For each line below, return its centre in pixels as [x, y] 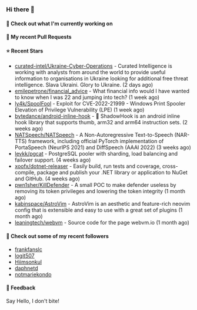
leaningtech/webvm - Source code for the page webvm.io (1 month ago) [102, 223]
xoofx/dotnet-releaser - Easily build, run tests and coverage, [88, 166]
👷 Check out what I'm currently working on [59, 24]
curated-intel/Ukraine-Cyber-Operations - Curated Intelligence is [93, 66]
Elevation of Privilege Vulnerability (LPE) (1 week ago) [79, 110]
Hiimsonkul [28, 262]
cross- [170, 166]
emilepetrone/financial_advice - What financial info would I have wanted [102, 91]
